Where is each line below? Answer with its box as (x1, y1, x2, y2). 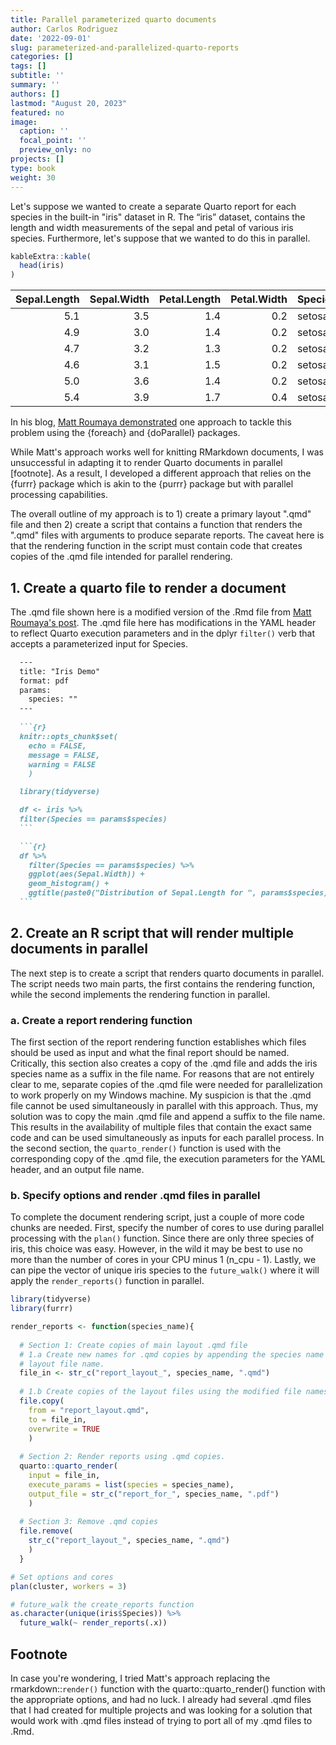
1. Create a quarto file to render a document (10, 579, 287, 596)
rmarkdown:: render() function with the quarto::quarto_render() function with (10, 1683, 326, 1695)
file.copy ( (19, 1396, 65, 1406)
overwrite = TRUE (28, 1424, 101, 1434)
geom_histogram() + (28, 879, 110, 889)
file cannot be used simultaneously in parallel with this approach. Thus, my (10, 1100, 319, 1112)
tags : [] (10, 61, 47, 71)
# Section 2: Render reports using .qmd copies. (19, 1452, 226, 1462)
